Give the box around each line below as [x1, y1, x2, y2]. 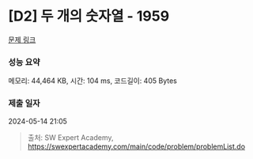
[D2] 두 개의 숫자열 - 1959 [8, 7, 170, 25]
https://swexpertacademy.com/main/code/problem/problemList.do [27, 142, 246, 151]
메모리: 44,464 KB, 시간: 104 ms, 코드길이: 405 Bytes [8, 76, 178, 85]
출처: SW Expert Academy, [27, 132, 114, 142]
